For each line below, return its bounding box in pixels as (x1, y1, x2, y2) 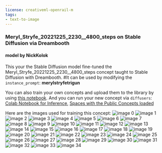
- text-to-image (5, 17, 39, 22)
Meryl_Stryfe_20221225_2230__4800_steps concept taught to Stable (5, 69, 148, 75)
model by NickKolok (5, 52, 48, 58)
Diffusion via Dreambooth (5, 40, 70, 47)
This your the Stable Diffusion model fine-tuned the (5, 64, 112, 70)
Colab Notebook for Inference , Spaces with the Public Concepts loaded (5, 100, 154, 106)
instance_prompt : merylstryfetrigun (5, 79, 80, 86)
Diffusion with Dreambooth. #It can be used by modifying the (5, 74, 132, 80)
